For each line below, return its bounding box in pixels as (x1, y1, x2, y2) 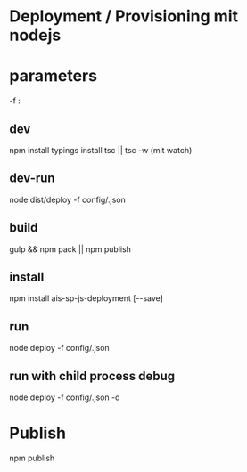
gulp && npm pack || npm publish (9, 243, 132, 255)
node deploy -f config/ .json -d (9, 392, 120, 403)
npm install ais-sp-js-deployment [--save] (9, 293, 163, 304)
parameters (9, 66, 98, 86)
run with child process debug (9, 368, 176, 384)
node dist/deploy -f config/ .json (9, 194, 127, 205)
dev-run (9, 171, 55, 186)
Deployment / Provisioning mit (9, 6, 239, 27)
